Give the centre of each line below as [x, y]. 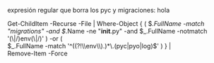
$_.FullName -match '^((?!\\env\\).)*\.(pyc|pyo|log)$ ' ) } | [89, 46]
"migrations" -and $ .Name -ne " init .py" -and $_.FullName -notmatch [107, 31]
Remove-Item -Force [38, 53]
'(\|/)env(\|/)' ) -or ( [35, 38]
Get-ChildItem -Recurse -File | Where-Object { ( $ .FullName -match [106, 23]
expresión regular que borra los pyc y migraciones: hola [89, 10]
